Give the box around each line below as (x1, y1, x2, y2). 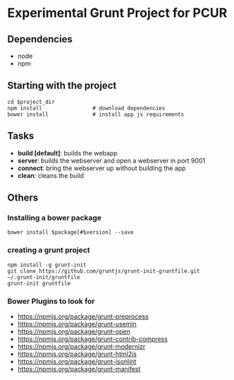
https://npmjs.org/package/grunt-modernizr (17, 342, 146, 350)
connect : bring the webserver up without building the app (17, 164, 186, 172)
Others (7, 192, 39, 204)
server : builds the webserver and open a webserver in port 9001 (17, 156, 206, 165)
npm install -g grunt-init (7, 261, 87, 268)
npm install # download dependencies (7, 105, 166, 112)
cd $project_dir (7, 98, 55, 105)
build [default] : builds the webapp (17, 148, 118, 157)
